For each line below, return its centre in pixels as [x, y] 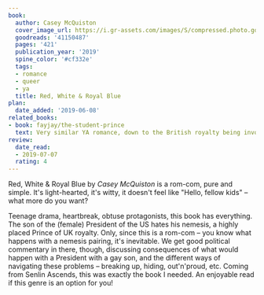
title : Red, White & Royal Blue [68, 96]
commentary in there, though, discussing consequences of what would [123, 249]
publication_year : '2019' [58, 52]
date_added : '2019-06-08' [58, 111]
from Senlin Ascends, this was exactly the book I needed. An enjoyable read [131, 275]
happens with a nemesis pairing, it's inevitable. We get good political [119, 242]
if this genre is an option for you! [61, 283]
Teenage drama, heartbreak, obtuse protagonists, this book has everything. [130, 216]
